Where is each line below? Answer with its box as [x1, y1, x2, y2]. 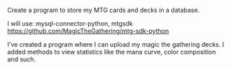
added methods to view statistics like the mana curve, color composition [7, 48, 216, 56]
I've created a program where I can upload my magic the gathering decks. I [7, 40, 225, 48]
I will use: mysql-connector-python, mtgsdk [7, 20, 133, 27]
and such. [7, 55, 36, 63]
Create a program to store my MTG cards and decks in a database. [7, 6, 200, 14]
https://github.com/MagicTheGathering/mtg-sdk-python [7, 27, 169, 35]
